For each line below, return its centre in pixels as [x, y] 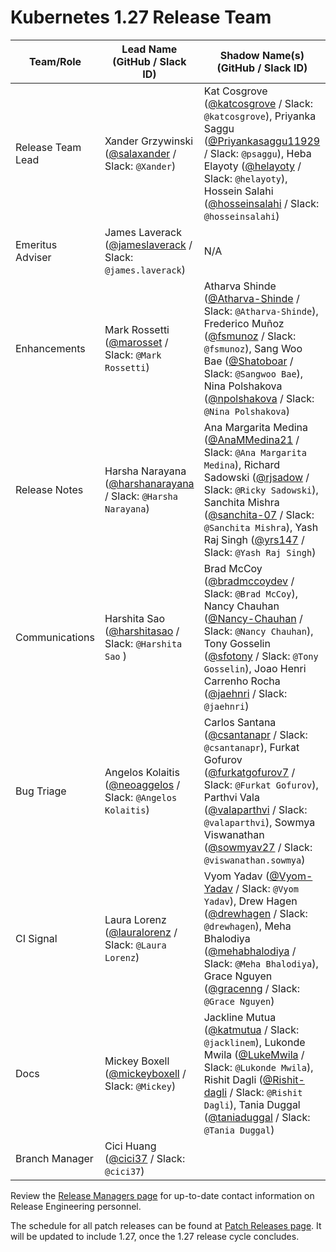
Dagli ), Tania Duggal [252, 1104]
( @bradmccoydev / [249, 581]
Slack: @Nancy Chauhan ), [258, 631]
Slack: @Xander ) [140, 166]
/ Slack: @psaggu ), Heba [257, 153]
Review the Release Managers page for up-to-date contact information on [162, 1195]
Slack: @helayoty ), [245, 178]
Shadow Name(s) [262, 55]
